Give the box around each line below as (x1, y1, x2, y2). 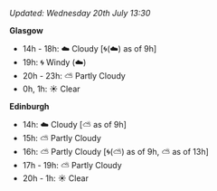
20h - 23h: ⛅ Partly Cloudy (22, 71, 127, 81)
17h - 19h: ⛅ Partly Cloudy (22, 160, 122, 170)
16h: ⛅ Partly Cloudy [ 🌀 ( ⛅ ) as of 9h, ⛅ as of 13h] (22, 147, 210, 157)
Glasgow (9, 25, 43, 35)
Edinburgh (9, 101, 50, 111)
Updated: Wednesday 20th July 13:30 (9, 8, 151, 18)
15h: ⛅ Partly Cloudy (22, 133, 101, 143)
